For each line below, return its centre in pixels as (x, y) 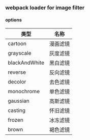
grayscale (20, 53)
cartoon (17, 44)
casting (17, 110)
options (13, 20)
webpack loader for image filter (45, 8)
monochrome (24, 92)
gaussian (19, 101)
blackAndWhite (26, 63)
